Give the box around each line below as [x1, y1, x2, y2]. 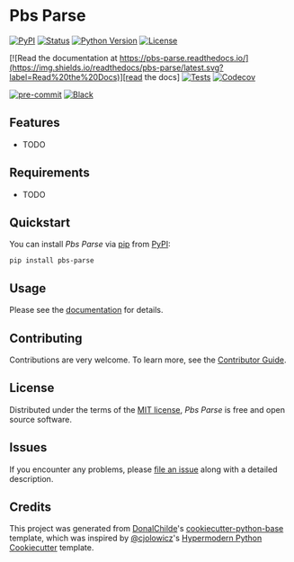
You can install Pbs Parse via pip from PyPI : [9, 239, 171, 250]
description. [9, 473, 54, 484]
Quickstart [9, 215, 71, 230]
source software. [9, 414, 73, 424]
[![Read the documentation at [9, 52, 119, 63]
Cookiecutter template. [9, 542, 94, 553]
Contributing [9, 330, 83, 346]
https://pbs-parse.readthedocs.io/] [120, 52, 249, 63]
